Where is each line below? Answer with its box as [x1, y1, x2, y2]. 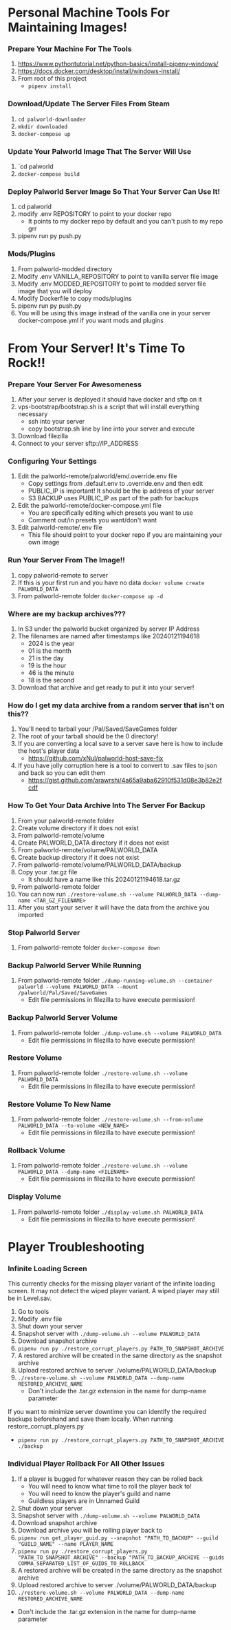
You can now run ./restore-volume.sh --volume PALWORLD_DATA [17, 890, 197, 898]
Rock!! [8, 355, 45, 371]
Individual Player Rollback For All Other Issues [8, 1459, 165, 1469]
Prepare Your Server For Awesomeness [8, 380, 142, 389]
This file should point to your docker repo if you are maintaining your [27, 531, 223, 539]
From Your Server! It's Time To [8, 340, 186, 356]
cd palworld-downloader [17, 116, 87, 123]
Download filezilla [17, 432, 68, 440]
